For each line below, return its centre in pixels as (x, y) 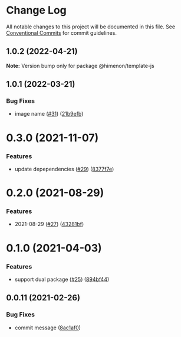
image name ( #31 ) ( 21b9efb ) (49, 114)
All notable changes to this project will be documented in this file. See (91, 27)
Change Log (36, 10)
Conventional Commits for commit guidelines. (61, 32)
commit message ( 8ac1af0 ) (48, 328)
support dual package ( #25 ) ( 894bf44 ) (62, 279)
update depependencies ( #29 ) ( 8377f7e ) (64, 169)
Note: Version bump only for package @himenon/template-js (80, 66)
